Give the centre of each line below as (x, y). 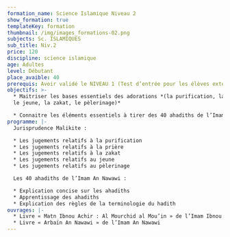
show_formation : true (38, 20)
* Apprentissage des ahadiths (56, 197)
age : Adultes (26, 65)
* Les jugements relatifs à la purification (78, 140)
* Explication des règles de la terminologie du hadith (94, 203)
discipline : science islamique (52, 58)
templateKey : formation (41, 26)
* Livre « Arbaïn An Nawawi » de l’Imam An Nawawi (87, 223)
